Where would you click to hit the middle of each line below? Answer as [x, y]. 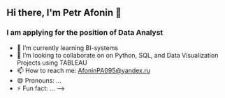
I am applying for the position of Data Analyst [85, 33]
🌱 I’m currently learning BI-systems [67, 48]
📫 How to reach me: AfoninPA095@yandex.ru [84, 70]
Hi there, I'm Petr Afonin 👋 [64, 13]
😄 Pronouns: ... [39, 80]
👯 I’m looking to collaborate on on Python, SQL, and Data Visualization [117, 55]
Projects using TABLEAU [52, 63]
